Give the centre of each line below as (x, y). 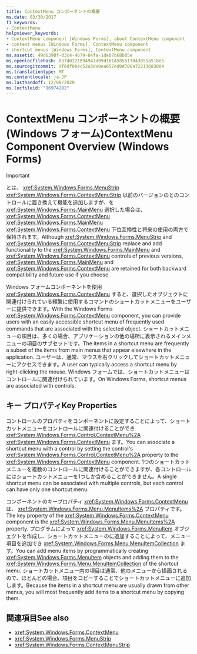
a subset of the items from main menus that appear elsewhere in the (89, 350)
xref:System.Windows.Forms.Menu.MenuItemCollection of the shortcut (92, 563)
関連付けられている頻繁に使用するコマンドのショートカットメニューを (91, 301)
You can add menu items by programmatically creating (82, 550)
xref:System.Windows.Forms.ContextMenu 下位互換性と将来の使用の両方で (97, 229)
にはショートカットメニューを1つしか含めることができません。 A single (92, 476)
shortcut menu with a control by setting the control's (70, 448)
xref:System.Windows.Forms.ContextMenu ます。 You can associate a (91, 442)
